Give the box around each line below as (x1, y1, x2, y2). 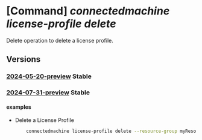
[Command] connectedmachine (6, 4, 170, 18)
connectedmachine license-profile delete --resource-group (26, 128, 178, 135)
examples (6, 103, 31, 111)
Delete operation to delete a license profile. (6, 37, 113, 44)
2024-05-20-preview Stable (6, 72, 92, 81)
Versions (6, 54, 41, 64)
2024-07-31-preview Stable (6, 88, 90, 97)
